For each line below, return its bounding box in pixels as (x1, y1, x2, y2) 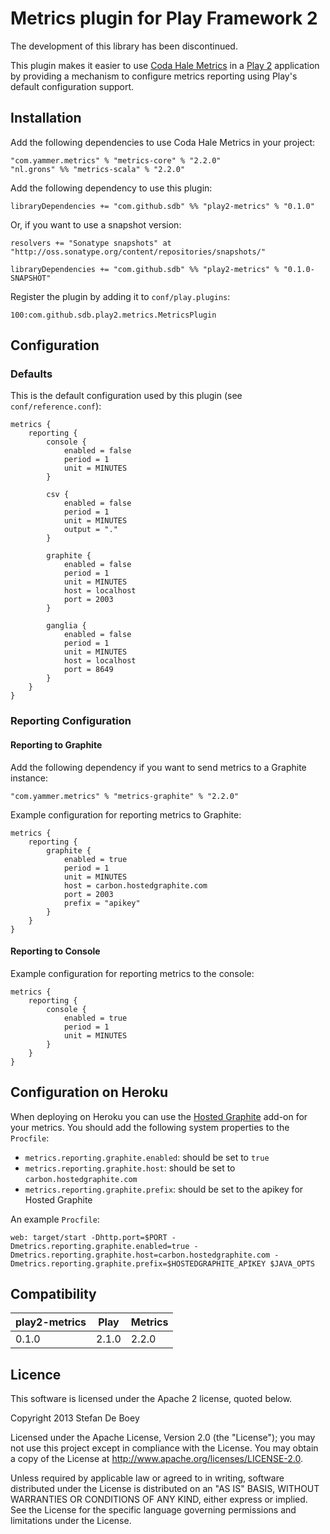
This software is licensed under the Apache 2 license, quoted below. (10, 1393, 293, 1405)
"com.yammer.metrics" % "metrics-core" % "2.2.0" (10, 155, 222, 166)
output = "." (63, 525, 118, 535)
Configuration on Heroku (10, 1084, 169, 1101)
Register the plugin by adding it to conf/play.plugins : (10, 290, 231, 302)
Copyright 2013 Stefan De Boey (10, 1412, 140, 1424)
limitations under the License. (10, 1515, 132, 1527)
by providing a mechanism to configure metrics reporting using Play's (10, 70, 298, 82)
